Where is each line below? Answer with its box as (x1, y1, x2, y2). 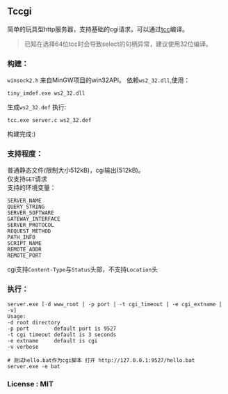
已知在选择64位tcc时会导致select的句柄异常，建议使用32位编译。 (24, 40, 212, 48)
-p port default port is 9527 (7, 325, 117, 332)
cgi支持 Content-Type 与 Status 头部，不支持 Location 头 (7, 265, 158, 274)
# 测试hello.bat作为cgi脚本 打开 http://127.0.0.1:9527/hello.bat (7, 356, 195, 364)
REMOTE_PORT (7, 252, 42, 260)
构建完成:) (7, 130, 36, 139)
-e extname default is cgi (7, 337, 98, 344)
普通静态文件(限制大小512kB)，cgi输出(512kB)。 (7, 166, 145, 175)
